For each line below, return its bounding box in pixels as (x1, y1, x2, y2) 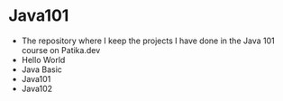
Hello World (21, 54, 66, 65)
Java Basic (21, 64, 62, 75)
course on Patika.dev (21, 44, 101, 55)
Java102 (21, 83, 53, 94)
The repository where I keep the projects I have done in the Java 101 (21, 35, 276, 46)
